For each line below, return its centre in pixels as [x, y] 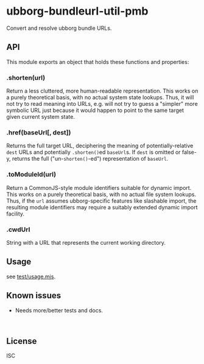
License [22, 341]
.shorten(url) [26, 77]
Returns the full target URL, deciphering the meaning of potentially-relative [100, 146]
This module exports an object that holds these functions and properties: [98, 61]
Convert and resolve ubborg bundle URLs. [59, 28]
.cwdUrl [18, 229]
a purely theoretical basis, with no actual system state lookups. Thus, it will [100, 97]
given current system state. [40, 117]
